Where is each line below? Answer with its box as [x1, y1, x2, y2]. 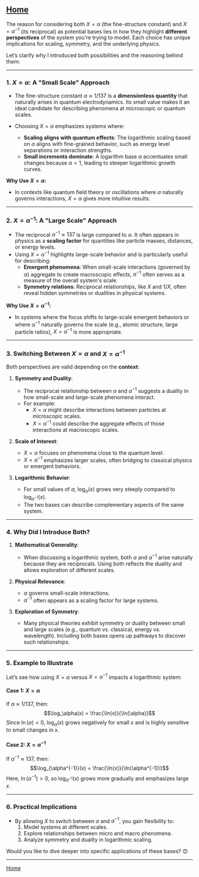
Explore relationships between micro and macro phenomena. [23, 830, 172, 837]
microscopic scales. [32, 412, 82, 420]
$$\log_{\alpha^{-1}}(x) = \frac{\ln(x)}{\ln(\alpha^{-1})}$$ [30, 764, 169, 771]
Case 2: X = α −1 [6, 740, 46, 748]
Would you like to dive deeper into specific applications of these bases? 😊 [6, 848, 188, 855]
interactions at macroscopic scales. [32, 426, 120, 433]
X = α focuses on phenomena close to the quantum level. [23, 449, 164, 456]
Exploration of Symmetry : [14, 608, 80, 615]
